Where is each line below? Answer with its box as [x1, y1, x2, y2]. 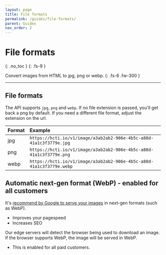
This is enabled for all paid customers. [12, 244, 90, 250]
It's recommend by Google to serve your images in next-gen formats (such [5, 200, 158, 206]
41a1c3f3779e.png [29, 151, 71, 157]
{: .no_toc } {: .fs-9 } [5, 63, 46, 69]
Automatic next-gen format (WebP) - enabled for [5, 179, 159, 187]
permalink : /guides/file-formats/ [5, 16, 77, 21]
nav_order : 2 [5, 26, 32, 31]
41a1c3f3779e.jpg [29, 140, 71, 146]
